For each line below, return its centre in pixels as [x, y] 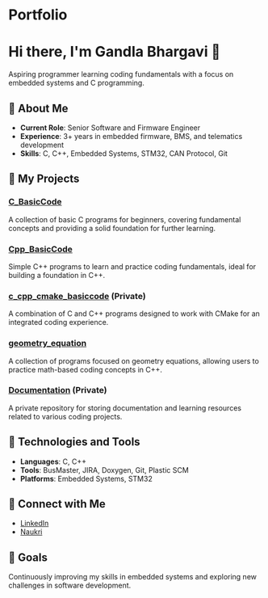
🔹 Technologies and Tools [74, 442]
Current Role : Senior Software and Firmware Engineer [110, 128]
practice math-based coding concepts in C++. [86, 369]
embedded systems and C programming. [77, 83]
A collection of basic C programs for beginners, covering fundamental [125, 219]
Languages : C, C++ [53, 461]
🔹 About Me [38, 108]
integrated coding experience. [59, 322]
